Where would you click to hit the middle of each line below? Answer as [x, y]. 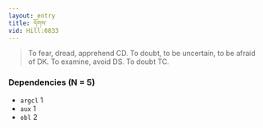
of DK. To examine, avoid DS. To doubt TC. [99, 62]
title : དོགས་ [27, 23]
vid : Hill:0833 [34, 30]
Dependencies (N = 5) [52, 82]
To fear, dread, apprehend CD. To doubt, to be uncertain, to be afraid [142, 54]
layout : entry [32, 16]
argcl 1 [32, 100]
